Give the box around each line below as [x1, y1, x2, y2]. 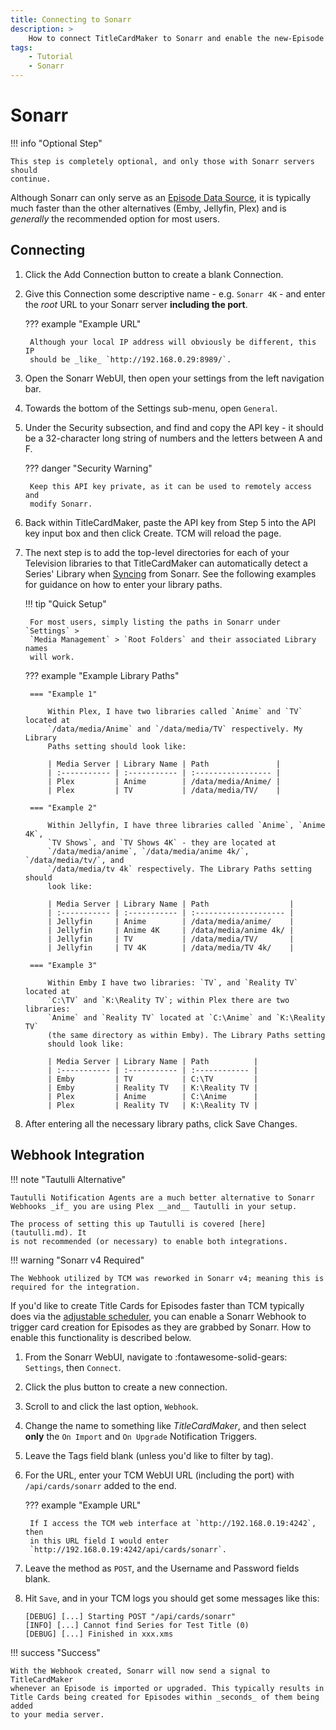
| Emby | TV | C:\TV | [47, 1074, 259, 1084]
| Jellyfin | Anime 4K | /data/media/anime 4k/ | [47, 925, 295, 935]
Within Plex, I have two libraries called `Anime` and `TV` [47, 706, 303, 716]
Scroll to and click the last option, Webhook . [24, 1400, 199, 1412]
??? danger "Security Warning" [24, 462, 153, 474]
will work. [29, 652, 75, 662]
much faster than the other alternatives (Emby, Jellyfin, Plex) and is [10, 202, 287, 214]
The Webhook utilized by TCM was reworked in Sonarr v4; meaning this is [10, 1273, 325, 1283]
